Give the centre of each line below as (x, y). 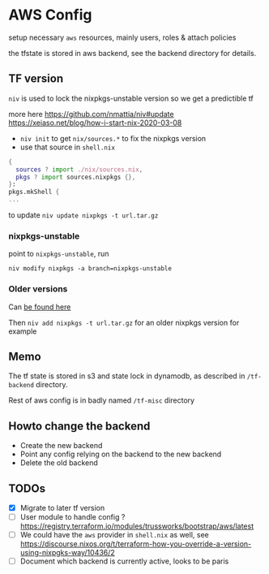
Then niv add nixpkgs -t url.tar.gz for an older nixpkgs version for (124, 322)
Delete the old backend (59, 463)
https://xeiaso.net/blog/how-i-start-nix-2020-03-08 (95, 123)
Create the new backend (61, 446)
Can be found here (40, 307)
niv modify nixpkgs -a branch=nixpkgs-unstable (90, 269)
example (23, 331)
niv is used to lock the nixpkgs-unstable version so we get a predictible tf (131, 98)
